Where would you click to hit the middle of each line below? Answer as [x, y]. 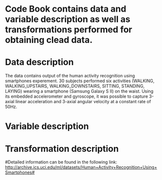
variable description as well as [68, 19]
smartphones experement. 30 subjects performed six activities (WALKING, [80, 81]
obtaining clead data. [49, 40]
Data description [39, 62]
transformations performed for [69, 30]
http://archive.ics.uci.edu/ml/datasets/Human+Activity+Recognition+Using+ [81, 167]
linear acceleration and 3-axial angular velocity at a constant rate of [83, 102]
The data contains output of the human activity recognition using [70, 76]
